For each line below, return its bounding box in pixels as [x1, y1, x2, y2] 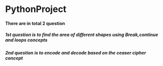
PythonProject [5, 3, 67, 15]
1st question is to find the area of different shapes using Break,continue [5, 31, 158, 38]
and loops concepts [5, 37, 48, 43]
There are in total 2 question [5, 20, 65, 26]
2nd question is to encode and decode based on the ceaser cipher [5, 49, 146, 55]
